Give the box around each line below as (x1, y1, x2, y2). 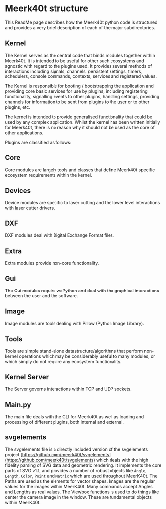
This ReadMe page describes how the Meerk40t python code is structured (5, 19, 158, 25)
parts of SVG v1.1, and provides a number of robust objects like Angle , (5, 467, 147, 473)
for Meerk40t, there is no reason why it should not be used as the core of (5, 124, 155, 130)
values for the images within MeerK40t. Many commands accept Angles (5, 483, 153, 489)
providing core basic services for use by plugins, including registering (5, 88, 148, 94)
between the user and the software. (5, 292, 78, 298)
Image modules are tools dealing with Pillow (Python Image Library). (5, 320, 145, 326)
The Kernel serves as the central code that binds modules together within (5, 52, 155, 58)
